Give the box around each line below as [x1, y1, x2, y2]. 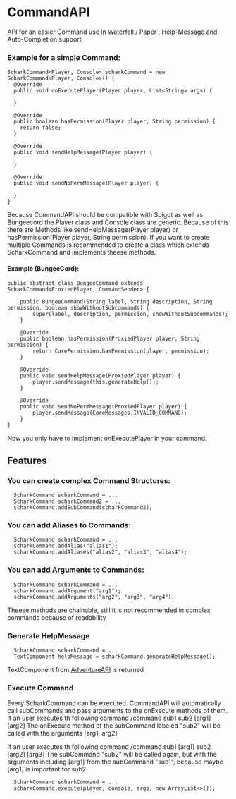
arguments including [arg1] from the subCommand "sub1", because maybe [7, 757, 223, 766]
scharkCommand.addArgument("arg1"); [13, 587, 121, 594]
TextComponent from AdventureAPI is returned [7, 666, 144, 674]
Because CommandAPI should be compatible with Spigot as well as [7, 211, 204, 219]
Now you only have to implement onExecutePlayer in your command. [7, 434, 207, 443]
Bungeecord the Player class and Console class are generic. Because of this [7, 218, 229, 226]
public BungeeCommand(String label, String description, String [20, 298, 213, 305]
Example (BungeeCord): [7, 264, 80, 272]
